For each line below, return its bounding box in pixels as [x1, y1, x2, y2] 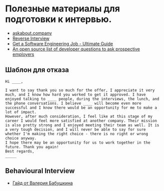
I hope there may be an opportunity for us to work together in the [5, 140, 151, 145]
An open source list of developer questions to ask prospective [12, 46, 141, 52]
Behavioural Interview [5, 167, 75, 175]
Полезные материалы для [5, 3, 120, 14]
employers [12, 51, 34, 57]
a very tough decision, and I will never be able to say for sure [5, 127, 146, 132]
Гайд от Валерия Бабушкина [12, 180, 73, 186]
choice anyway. [5, 136, 37, 141]
